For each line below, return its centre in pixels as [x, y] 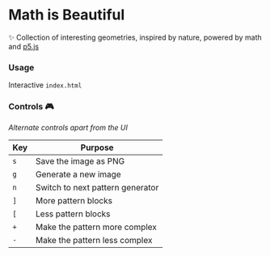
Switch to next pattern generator [97, 187]
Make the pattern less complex [94, 240]
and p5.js [23, 46]
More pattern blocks [74, 200]
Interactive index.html [45, 85]
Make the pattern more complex [96, 227]
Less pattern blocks [73, 214]
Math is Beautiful [67, 15]
